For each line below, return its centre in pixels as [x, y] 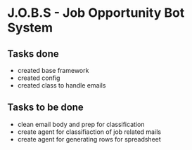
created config [39, 78]
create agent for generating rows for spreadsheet [89, 139]
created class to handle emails [62, 85]
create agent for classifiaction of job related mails [89, 132]
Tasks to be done [46, 108]
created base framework [53, 70]
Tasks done [33, 54]
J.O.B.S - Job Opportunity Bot [96, 13]
